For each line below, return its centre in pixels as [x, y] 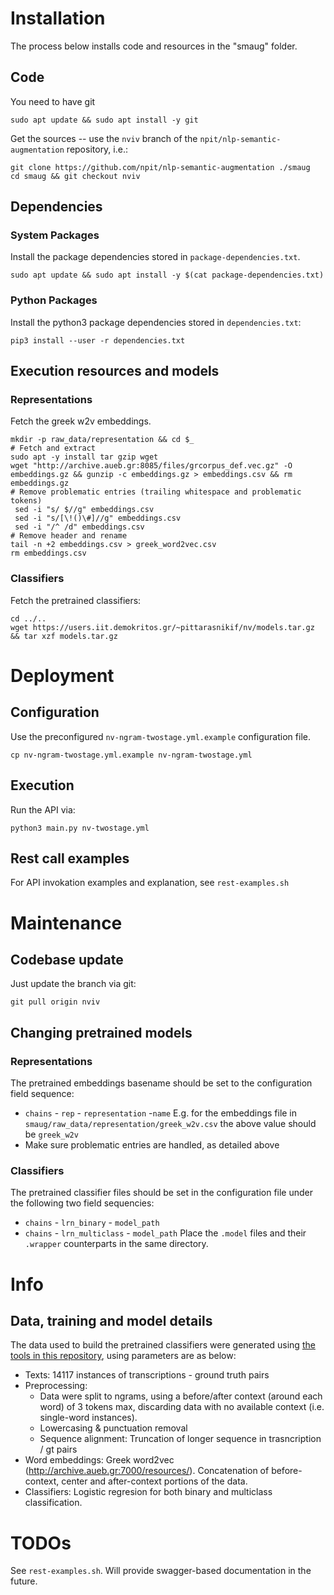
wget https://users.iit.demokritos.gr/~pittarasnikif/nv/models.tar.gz [162, 627]
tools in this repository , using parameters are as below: [123, 1356]
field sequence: [42, 1094]
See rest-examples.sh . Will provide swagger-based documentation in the [161, 1571]
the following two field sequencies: [82, 1203]
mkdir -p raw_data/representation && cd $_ [102, 440]
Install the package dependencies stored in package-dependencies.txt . [155, 257]
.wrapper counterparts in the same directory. [116, 1244]
